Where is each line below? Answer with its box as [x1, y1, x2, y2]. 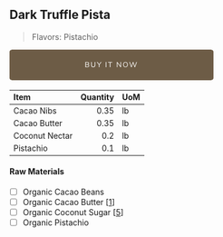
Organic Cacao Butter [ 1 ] [22, 197, 115, 208]
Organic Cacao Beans [22, 186, 104, 198]
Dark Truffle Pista [9, 7, 111, 23]
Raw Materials [9, 166, 65, 177]
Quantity [80, 92, 115, 103]
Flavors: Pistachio [31, 31, 99, 42]
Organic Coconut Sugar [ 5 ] [22, 207, 124, 218]
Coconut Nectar [13, 131, 73, 142]
